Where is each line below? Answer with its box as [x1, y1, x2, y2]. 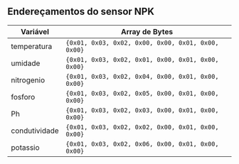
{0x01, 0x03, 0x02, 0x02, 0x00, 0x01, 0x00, [65, 123, 219, 131]
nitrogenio [11, 75, 45, 84]
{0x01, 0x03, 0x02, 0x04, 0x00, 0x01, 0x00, [65, 72, 219, 80]
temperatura [11, 41, 53, 51]
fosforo [11, 92, 36, 102]
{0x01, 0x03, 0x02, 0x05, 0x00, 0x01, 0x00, [65, 89, 219, 97]
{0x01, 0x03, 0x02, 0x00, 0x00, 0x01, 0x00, [65, 38, 219, 47]
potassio [11, 142, 41, 152]
